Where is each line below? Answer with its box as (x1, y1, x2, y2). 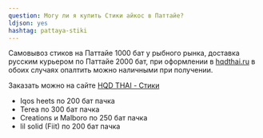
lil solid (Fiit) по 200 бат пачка (19, 121, 121, 132)
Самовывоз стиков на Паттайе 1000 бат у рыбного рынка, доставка (8, 49, 240, 58)
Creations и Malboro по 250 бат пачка (19, 113, 148, 123)
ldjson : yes (8, 19, 48, 27)
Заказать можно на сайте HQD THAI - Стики (8, 81, 160, 90)
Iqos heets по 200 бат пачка (19, 97, 116, 106)
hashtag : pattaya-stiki (8, 26, 88, 34)
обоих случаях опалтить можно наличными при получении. (8, 65, 213, 75)
